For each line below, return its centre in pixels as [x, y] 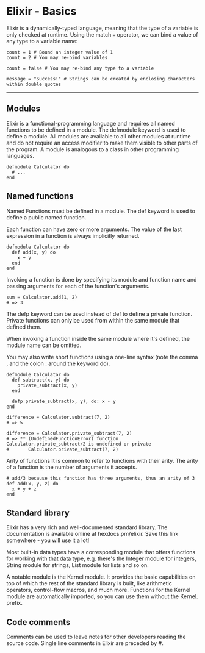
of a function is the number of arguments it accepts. [72, 467]
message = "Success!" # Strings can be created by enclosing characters [101, 79]
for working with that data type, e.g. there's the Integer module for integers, [101, 558]
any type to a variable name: [42, 41]
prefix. [15, 603]
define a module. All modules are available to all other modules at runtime [99, 136]
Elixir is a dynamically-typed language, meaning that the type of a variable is [102, 28]
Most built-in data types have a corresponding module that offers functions [101, 552]
